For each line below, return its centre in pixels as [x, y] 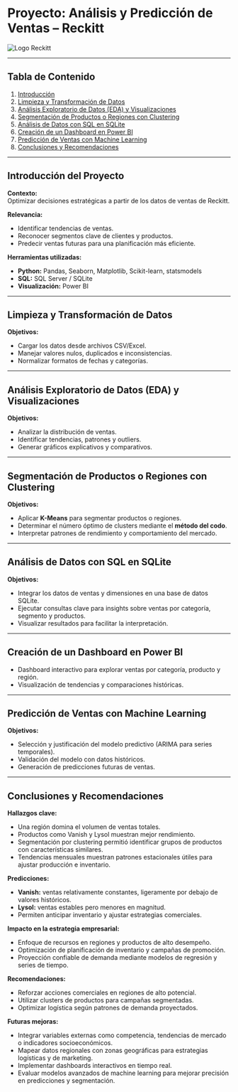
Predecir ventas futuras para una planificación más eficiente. [107, 243]
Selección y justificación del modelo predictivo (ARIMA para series [115, 744]
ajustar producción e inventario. [64, 864]
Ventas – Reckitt [56, 28]
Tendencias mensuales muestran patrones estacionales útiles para [115, 857]
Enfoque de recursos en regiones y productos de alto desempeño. [114, 943]
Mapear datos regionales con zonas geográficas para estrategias [113, 1051]
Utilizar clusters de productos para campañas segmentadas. [106, 1000]
